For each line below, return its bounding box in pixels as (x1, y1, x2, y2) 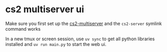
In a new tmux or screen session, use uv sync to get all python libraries (5, 36, 155, 42)
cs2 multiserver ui (5, 4, 85, 15)
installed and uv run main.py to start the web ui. (5, 41, 107, 47)
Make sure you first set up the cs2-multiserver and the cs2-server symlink (5, 20, 162, 27)
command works (5, 25, 41, 32)
